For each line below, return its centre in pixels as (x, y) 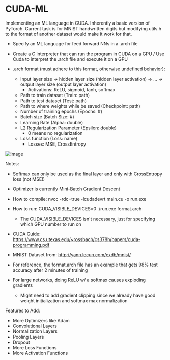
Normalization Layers (35, 331)
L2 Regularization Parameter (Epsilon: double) (68, 128)
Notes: (12, 163)
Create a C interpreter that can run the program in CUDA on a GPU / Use (88, 54)
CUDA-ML (27, 9)
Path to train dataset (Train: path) (55, 95)
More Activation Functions (40, 353)
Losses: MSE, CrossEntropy (57, 144)
